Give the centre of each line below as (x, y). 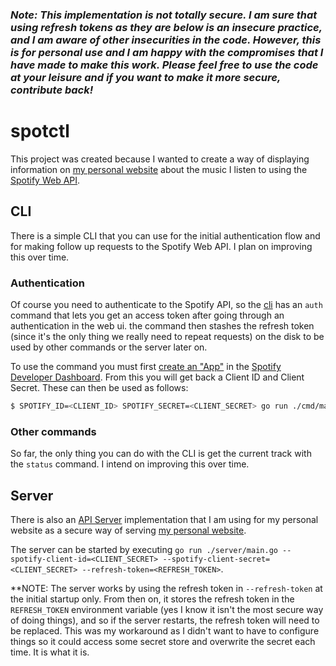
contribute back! (52, 90)
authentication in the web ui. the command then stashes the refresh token (162, 325)
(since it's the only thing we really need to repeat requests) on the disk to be (167, 336)
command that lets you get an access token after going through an (147, 315)
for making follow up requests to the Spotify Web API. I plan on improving (161, 246)
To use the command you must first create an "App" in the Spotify (146, 366)
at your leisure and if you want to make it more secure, (145, 77)
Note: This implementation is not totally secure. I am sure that (164, 15)
